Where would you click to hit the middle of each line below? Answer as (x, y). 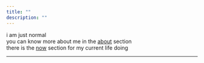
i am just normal (26, 35)
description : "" (27, 18)
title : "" (19, 12)
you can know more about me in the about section (69, 41)
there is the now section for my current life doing (67, 48)
